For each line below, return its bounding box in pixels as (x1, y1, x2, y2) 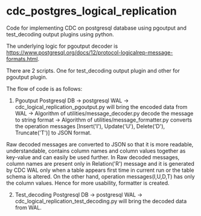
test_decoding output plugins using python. (6, 30, 115, 38)
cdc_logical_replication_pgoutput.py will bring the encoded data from (14, 103, 188, 110)
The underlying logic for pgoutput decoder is (6, 42, 118, 50)
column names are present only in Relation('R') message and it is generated (6, 160, 194, 167)
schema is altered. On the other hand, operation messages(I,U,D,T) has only (6, 172, 195, 180)
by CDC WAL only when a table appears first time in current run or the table (6, 166, 194, 174)
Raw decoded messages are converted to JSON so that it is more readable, (6, 140, 194, 148)
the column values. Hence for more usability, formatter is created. (6, 179, 170, 186)
